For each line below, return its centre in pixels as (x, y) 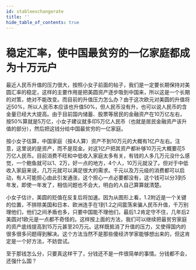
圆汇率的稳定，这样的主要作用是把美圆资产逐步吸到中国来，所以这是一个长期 (98, 92)
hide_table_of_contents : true (43, 22)
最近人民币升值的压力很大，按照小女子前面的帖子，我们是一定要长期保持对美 (98, 85)
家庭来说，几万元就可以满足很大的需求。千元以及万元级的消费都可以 (98, 171)
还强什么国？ (21, 261)
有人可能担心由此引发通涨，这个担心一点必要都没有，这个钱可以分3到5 (101, 178)
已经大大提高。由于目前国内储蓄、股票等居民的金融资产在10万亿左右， (101, 114)
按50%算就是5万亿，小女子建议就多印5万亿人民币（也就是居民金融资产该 (94, 122)
